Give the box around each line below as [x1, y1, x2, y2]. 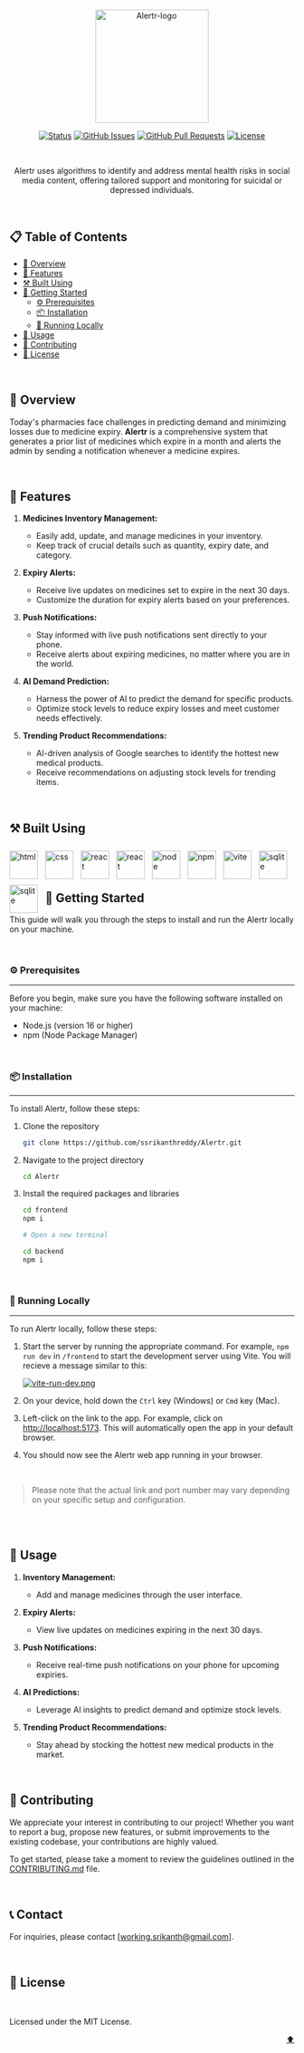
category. [35, 550, 72, 561]
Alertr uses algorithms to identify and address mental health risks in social [14, 166, 290, 176]
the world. [35, 658, 74, 669]
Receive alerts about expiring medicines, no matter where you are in [35, 648, 290, 660]
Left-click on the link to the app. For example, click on [22, 1413, 223, 1424]
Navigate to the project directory [22, 1155, 145, 1166]
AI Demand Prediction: [22, 676, 110, 687]
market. [35, 1749, 65, 1760]
